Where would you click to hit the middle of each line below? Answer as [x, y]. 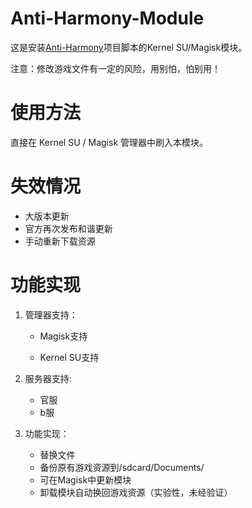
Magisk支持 [63, 336]
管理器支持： [51, 314]
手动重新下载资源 [60, 241]
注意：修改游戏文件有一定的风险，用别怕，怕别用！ [115, 68]
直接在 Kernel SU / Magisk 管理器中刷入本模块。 [109, 142]
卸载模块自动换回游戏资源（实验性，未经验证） [136, 492]
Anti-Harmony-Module [107, 18]
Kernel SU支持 [69, 357]
